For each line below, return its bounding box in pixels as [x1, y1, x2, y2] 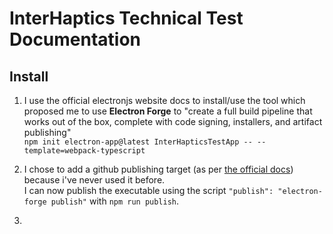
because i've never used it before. [23, 174, 166, 186]
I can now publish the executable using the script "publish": [23, 185, 274, 196]
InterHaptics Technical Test [9, 7, 244, 30]
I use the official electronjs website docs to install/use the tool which [23, 95, 306, 106]
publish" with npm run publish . [50, 195, 180, 207]
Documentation [9, 28, 142, 51]
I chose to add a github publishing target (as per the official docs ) [23, 163, 294, 175]
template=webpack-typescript [23, 146, 146, 156]
